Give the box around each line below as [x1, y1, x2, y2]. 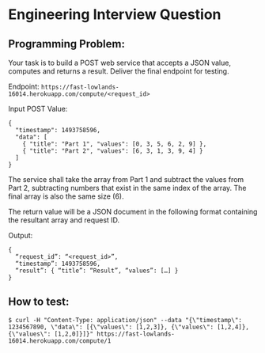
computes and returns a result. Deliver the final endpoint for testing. [8, 66, 229, 76]
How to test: [8, 295, 70, 309]
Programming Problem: [8, 37, 125, 51]
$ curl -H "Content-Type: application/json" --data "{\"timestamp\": [8, 316, 243, 324]
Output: [8, 231, 33, 240]
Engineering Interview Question [8, 6, 221, 24]
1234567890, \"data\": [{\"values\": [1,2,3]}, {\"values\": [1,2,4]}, [8, 323, 249, 331]
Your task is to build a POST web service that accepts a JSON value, [8, 58, 232, 67]
